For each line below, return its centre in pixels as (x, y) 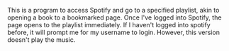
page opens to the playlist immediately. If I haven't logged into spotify (109, 25)
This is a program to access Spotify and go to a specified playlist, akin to (113, 10)
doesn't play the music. (41, 40)
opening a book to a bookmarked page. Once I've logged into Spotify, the (114, 17)
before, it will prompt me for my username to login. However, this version (113, 32)
